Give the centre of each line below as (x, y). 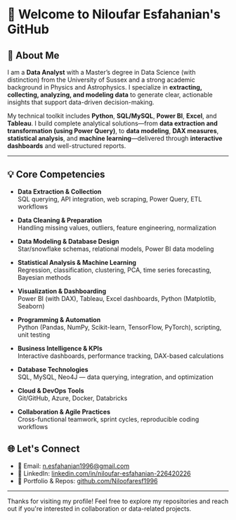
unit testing (34, 335)
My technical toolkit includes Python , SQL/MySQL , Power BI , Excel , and (112, 116)
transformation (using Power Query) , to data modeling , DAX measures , (113, 131)
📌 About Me (33, 55)
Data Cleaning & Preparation (60, 220)
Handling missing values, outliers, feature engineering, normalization (117, 228)
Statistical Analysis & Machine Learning (77, 262)
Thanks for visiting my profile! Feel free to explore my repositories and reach (118, 501)
